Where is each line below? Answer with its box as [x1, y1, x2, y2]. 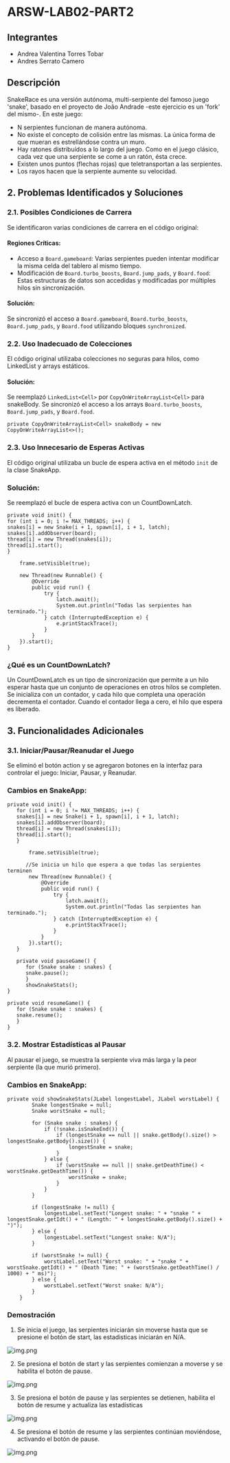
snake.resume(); [16, 1012, 63, 1019]
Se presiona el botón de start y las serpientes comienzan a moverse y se [16, 1360, 223, 1368]
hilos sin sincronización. [16, 283, 86, 292]
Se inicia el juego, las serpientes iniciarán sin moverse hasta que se [16, 1325, 208, 1334]
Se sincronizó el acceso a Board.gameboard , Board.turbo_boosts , [7, 314, 188, 323]
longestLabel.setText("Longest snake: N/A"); [43, 1234, 176, 1241]
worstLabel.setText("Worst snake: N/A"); [43, 1282, 165, 1289]
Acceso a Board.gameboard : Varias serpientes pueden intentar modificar [16, 254, 220, 262]
